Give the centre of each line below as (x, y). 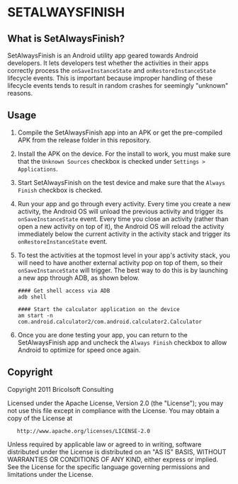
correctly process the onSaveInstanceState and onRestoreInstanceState (112, 71)
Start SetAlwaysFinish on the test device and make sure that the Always (121, 182)
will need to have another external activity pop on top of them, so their (120, 262)
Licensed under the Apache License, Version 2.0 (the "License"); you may (115, 403)
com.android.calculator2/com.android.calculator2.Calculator (110, 322)
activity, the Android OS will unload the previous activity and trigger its (120, 211)
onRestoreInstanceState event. (62, 241)
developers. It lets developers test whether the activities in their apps (108, 63)
